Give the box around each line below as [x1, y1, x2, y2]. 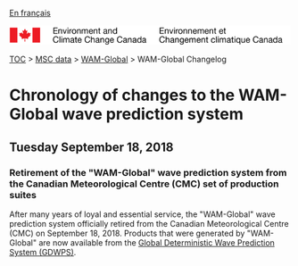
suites [9, 188, 37, 201]
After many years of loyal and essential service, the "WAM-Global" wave [9, 209, 276, 220]
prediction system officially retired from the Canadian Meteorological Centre [9, 219, 289, 229]
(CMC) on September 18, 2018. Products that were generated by [9, 228, 245, 239]
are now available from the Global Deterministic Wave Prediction [38, 237, 275, 248]
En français [9, 8, 51, 18]
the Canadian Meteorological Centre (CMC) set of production [9, 178, 279, 190]
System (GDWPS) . [9, 247, 77, 258]
